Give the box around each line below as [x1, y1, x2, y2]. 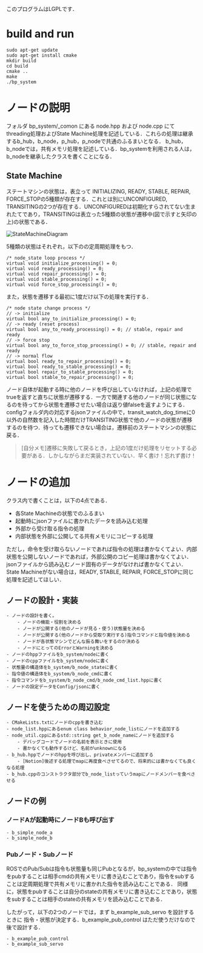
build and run [6, 27, 75, 41]
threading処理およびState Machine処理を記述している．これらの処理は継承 [6, 130, 194, 137]
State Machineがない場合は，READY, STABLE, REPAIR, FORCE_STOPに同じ [6, 568, 194, 575]
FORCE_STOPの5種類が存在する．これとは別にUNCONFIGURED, [6, 195, 168, 203]
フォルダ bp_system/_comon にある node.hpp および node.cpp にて [6, 122, 175, 130]
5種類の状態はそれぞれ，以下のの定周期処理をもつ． [6, 243, 137, 250]
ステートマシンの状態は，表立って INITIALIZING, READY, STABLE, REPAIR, [6, 187, 191, 195]
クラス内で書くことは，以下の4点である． [6, 496, 111, 504]
